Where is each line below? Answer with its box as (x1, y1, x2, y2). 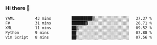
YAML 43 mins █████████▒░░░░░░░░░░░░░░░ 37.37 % (5, 16, 152, 21)
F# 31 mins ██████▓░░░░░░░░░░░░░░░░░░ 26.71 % (5, 21, 152, 26)
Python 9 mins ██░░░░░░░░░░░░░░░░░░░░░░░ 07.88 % (5, 30, 152, 35)
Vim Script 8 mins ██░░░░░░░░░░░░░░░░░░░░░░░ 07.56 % (5, 35, 152, 40)
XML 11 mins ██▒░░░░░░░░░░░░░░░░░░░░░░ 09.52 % (5, 25, 152, 31)
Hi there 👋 (5, 5, 31, 12)
